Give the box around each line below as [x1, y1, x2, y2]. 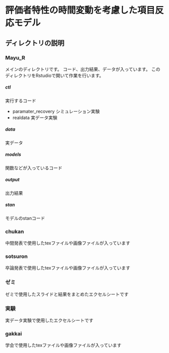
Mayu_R [5, 54, 26, 61]
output [5, 176, 20, 183]
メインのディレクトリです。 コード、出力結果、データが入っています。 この [5, 66, 160, 72]
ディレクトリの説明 [5, 39, 64, 47]
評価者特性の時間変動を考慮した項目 [5, 5, 155, 16]
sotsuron [5, 252, 28, 259]
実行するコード [5, 98, 36, 104]
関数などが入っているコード [5, 164, 63, 171]
